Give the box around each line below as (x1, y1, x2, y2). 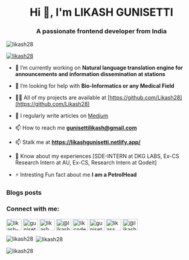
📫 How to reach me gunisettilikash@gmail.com (14, 124, 137, 132)
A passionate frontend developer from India (36, 27, 167, 36)
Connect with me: (6, 205, 60, 213)
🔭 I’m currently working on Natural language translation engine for (14, 64, 183, 71)
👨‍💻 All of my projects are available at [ (14, 94, 110, 102)
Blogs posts (6, 189, 42, 197)
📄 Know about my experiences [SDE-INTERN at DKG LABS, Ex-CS (14, 152, 179, 160)
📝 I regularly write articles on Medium (14, 112, 109, 120)
